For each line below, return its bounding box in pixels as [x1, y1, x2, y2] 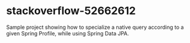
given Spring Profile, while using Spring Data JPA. [6, 29, 129, 37]
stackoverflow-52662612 [6, 4, 136, 18]
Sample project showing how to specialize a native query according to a [6, 24, 184, 31]
